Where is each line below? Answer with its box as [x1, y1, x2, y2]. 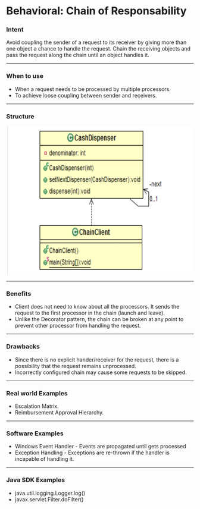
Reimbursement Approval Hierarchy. [14, 409, 104, 416]
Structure [6, 112, 35, 120]
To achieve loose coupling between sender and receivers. [14, 92, 157, 99]
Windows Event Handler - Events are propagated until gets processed [14, 443, 186, 450]
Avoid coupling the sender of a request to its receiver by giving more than [6, 39, 187, 46]
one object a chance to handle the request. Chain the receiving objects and [6, 45, 191, 52]
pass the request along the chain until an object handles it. [6, 52, 150, 59]
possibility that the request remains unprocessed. [14, 362, 137, 369]
